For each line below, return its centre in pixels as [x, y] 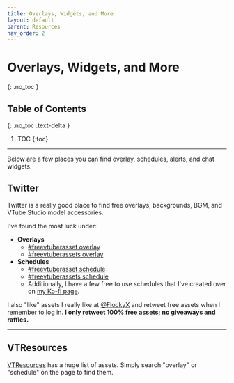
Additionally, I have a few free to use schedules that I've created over [127, 283]
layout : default [31, 20]
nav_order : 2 [26, 33]
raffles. [18, 319]
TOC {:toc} [33, 139]
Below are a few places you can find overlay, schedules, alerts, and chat [111, 159]
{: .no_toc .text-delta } [39, 125]
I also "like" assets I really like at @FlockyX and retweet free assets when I [114, 304]
